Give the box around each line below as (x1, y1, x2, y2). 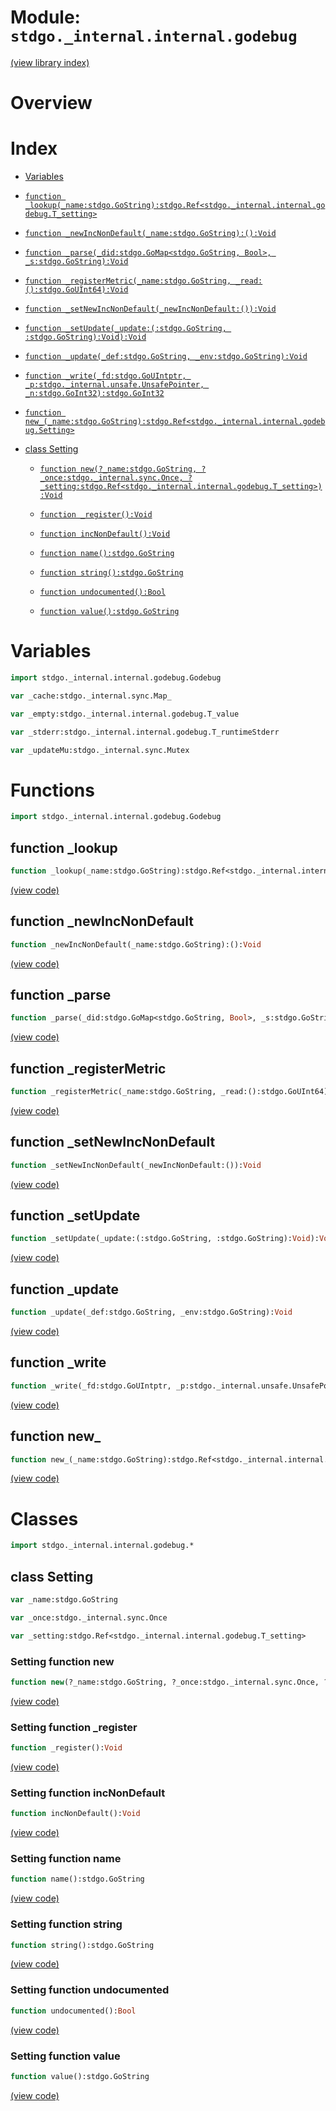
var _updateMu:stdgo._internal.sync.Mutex (10, 745, 190, 755)
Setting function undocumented (10, 1983, 170, 1997)
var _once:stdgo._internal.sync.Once (10, 1612, 168, 1623)
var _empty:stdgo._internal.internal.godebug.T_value (10, 709, 240, 719)
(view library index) (10, 56, 90, 68)
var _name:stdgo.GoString (10, 1595, 118, 1605)
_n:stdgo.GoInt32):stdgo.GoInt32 (24, 389, 165, 399)
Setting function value (10, 2049, 121, 2063)
